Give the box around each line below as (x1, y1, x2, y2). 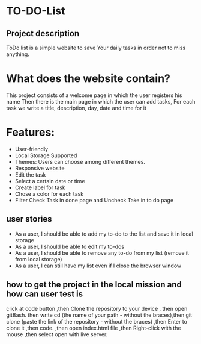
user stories (6, 214, 52, 224)
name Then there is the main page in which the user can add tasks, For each (6, 98, 196, 105)
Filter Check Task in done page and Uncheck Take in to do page (14, 196, 174, 204)
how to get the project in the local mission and (6, 280, 182, 290)
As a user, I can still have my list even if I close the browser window (14, 262, 182, 269)
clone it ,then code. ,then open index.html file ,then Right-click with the (6, 324, 181, 331)
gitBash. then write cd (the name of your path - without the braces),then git (6, 311, 193, 319)
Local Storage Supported (14, 152, 77, 159)
